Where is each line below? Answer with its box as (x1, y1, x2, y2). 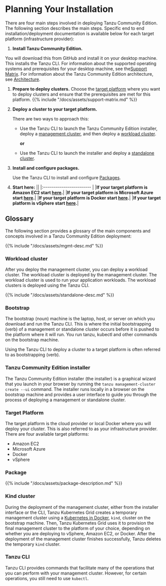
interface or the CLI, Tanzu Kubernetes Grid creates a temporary (5, 509, 138, 515)
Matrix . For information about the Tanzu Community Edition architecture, (5, 71, 154, 77)
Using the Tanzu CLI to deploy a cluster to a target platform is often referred (5, 347, 161, 352)
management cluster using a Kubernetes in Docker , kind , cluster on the (5, 514, 151, 521)
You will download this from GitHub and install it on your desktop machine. (5, 55, 158, 61)
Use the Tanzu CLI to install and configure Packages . (12, 174, 121, 180)
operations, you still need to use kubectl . (5, 575, 89, 581)
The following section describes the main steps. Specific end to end (5, 25, 145, 31)
